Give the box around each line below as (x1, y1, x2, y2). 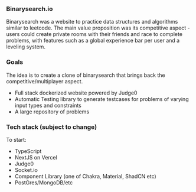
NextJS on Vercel (14, 154, 57, 161)
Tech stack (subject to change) (6, 123, 97, 131)
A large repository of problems (14, 108, 90, 115)
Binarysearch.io (6, 5, 53, 13)
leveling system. (6, 43, 46, 50)
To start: (6, 136, 27, 143)
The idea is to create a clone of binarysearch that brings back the (6, 71, 165, 79)
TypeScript (14, 147, 42, 155)
